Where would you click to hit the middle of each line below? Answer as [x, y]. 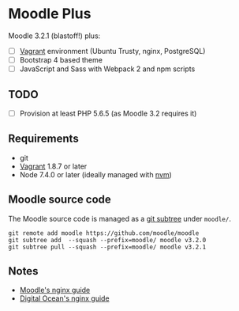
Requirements [43, 139]
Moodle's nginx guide [55, 290]
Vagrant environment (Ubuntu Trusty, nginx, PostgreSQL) [112, 51]
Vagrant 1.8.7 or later [53, 166]
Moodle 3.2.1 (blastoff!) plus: [54, 36]
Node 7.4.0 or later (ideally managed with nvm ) [95, 174]
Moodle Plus [50, 14]
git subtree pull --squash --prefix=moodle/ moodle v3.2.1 [107, 247]
